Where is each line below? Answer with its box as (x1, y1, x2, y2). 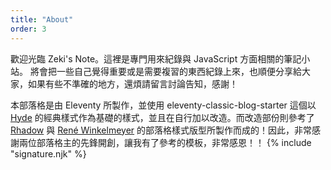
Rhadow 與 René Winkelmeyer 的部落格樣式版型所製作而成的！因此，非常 (10, 124, 313, 136)
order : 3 (10, 24, 47, 34)
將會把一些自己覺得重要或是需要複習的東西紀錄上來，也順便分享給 (29, 65, 302, 77)
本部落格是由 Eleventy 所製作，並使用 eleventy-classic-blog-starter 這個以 (10, 99, 317, 111)
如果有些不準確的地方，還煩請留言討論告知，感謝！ (27, 77, 238, 90)
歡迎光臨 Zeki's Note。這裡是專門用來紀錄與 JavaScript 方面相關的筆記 (10, 52, 302, 65)
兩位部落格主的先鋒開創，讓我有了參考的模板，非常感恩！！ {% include (18, 136, 312, 148)
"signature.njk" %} (10, 147, 87, 160)
